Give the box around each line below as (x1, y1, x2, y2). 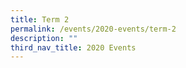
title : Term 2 (10, 14, 70, 25)
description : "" (10, 33, 78, 43)
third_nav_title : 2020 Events (10, 42, 137, 53)
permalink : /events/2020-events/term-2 (10, 24, 177, 34)
